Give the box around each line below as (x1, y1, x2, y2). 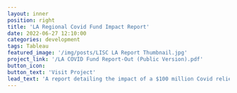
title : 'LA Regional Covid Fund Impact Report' (7, 23, 150, 30)
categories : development (7, 36, 80, 43)
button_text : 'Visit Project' (7, 69, 97, 76)
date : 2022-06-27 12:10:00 (7, 29, 87, 37)
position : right (7, 17, 55, 24)
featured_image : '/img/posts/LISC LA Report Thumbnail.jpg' (7, 50, 188, 57)
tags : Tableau (7, 43, 49, 50)
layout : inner (7, 10, 49, 17)
